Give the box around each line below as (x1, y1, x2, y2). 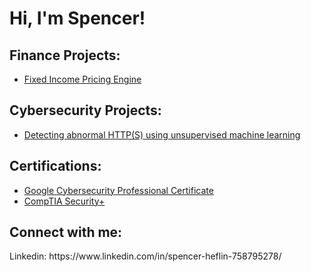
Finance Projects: (9, 47, 121, 64)
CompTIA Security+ (23, 195, 106, 207)
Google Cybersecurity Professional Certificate (23, 184, 214, 196)
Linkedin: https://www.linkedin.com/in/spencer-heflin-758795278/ (9, 250, 282, 262)
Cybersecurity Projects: (9, 102, 162, 119)
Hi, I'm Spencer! (9, 7, 146, 30)
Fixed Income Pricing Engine (23, 73, 142, 85)
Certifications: (9, 158, 102, 175)
